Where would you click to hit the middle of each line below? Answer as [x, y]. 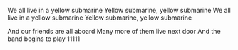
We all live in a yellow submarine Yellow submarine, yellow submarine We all [119, 10]
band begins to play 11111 [44, 39]
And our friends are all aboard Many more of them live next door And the [114, 31]
